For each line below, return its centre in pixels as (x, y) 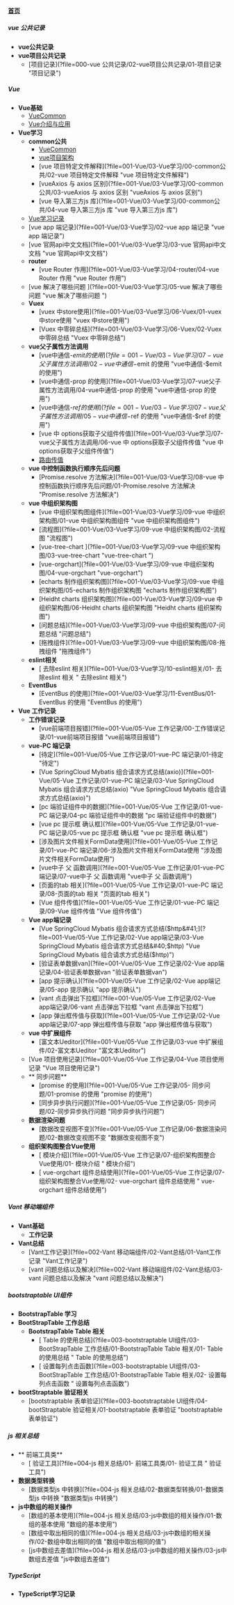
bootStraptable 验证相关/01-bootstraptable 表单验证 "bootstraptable (125, 1410)
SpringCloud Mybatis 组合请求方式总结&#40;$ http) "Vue (119, 946)
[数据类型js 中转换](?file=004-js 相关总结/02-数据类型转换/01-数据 (123, 1489)
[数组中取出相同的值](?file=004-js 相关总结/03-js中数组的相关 (117, 1533)
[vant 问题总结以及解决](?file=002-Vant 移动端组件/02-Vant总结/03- (125, 1269)
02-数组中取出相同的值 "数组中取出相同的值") (101, 1542)
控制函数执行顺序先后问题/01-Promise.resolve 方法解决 (117, 486)
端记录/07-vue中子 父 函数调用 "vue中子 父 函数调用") (115, 876)
